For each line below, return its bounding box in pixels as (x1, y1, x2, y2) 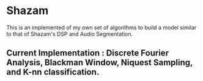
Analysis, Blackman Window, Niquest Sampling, (6, 57, 193, 68)
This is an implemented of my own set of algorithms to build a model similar (6, 24, 197, 31)
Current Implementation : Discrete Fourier (6, 48, 169, 58)
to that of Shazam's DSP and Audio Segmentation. (6, 30, 133, 37)
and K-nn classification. (6, 67, 100, 77)
